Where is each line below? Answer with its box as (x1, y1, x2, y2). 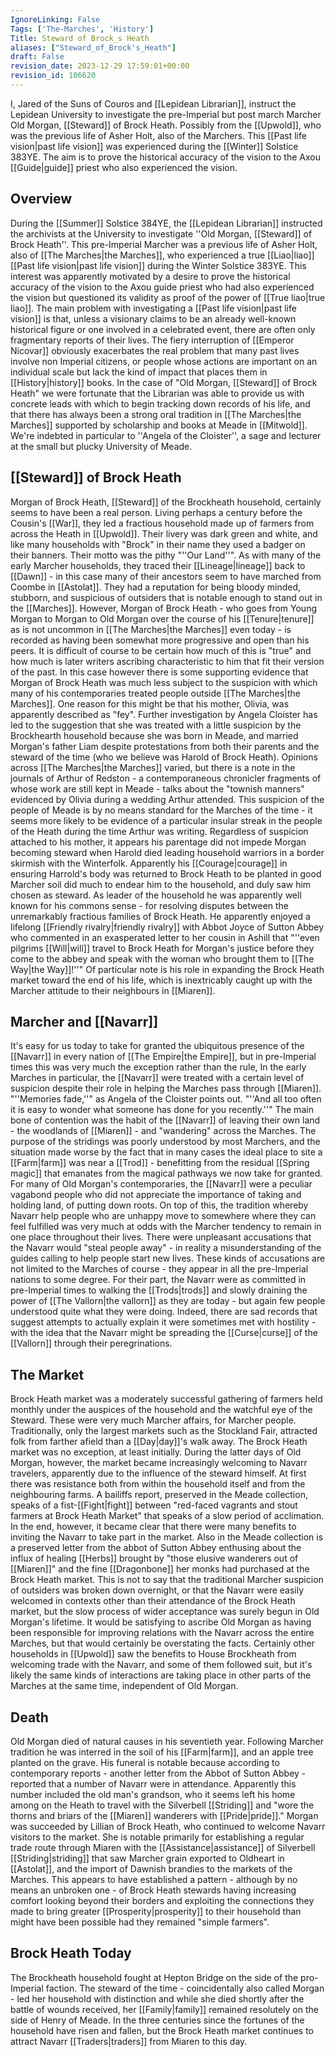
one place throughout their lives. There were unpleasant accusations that (10, 1231, 312, 1243)
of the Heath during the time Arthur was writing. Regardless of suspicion (10, 825, 309, 837)
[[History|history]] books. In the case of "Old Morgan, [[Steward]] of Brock (10, 376, 318, 388)
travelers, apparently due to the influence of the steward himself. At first (10, 1467, 307, 1480)
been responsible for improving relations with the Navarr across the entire (10, 1627, 315, 1639)
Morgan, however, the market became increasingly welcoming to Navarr (10, 1457, 308, 1469)
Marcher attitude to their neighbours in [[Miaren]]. (10, 984, 216, 996)
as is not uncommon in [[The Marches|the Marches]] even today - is (10, 623, 292, 635)
